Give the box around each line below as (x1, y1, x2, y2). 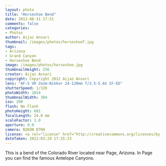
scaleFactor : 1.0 (5, 117, 41, 123)
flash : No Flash (5, 104, 39, 109)
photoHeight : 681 (5, 109, 41, 114)
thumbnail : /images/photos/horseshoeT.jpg (5, 40, 94, 45)
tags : (5, 44, 16, 49)
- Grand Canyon (5, 53, 37, 58)
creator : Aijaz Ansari (5, 72, 52, 77)
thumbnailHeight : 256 (5, 67, 50, 72)
